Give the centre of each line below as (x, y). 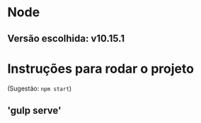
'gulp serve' (34, 110)
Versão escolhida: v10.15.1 (66, 39)
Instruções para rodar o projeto (101, 69)
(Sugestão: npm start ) (40, 88)
